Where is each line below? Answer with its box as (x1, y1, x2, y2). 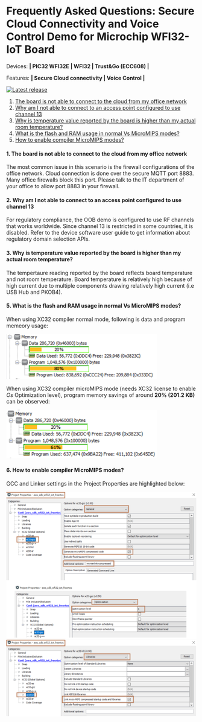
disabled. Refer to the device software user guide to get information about (6, 229, 190, 236)
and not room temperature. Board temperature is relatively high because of (6, 276, 193, 283)
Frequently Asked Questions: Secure (6, 4, 195, 18)
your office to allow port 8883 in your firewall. (6, 183, 120, 190)
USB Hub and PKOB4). (6, 288, 63, 296)
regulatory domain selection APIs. (6, 235, 90, 242)
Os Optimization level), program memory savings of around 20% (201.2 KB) (6, 391, 195, 399)
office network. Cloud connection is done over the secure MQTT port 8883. (6, 170, 194, 177)
